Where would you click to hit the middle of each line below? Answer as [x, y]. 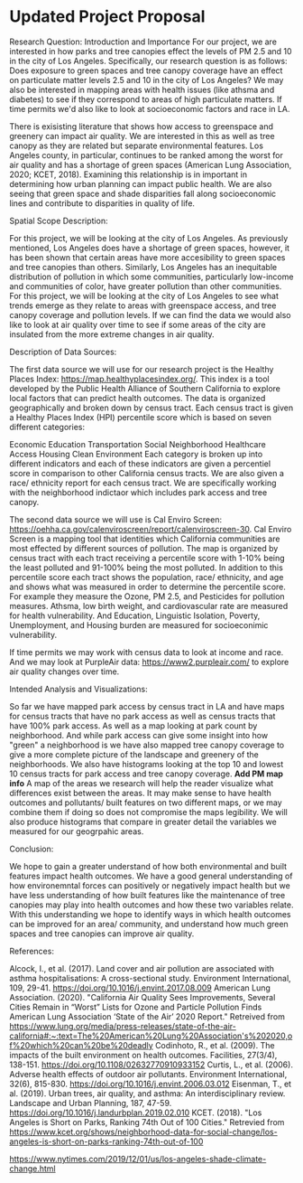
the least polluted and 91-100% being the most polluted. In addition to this [147, 568]
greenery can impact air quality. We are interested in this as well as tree [142, 136]
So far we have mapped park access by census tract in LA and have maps [147, 706]
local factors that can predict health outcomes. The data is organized [138, 398]
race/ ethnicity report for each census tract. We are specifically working [143, 483]
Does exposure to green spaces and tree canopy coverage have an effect [146, 70]
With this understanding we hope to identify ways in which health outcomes [150, 914]
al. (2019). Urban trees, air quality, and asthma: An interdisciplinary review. [147, 1093]
